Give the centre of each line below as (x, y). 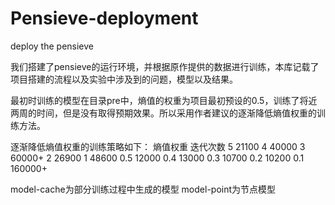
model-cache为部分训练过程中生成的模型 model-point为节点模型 (143, 189)
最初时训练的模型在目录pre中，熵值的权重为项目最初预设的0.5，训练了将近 (164, 100)
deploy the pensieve (52, 46)
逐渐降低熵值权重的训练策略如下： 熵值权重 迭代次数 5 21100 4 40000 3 (158, 146)
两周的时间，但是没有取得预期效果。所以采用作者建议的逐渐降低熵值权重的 (163, 113)
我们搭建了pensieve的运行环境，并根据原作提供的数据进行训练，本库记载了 (165, 66)
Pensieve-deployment (104, 18)
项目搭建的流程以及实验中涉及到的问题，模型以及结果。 (124, 79)
